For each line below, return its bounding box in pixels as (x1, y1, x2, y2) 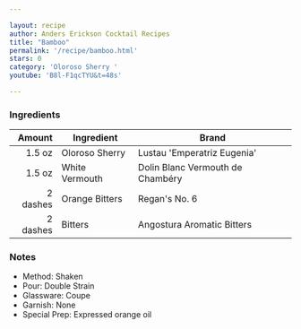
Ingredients (9, 108, 61, 121)
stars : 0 (9, 55, 42, 64)
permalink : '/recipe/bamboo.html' (9, 46, 139, 55)
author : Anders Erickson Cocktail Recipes (9, 29, 170, 39)
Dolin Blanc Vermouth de (137, 161, 243, 174)
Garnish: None (21, 299, 76, 310)
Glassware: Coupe (21, 290, 91, 301)
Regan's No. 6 (137, 193, 198, 205)
